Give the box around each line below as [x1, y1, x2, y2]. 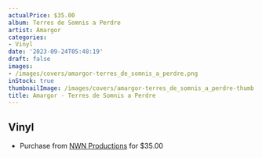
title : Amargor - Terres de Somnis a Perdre [8, 92, 156, 99]
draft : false [8, 56, 51, 63]
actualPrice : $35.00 [8, 11, 76, 20]
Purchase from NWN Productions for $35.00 [19, 142, 163, 151]
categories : [8, 33, 47, 41]
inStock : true [8, 77, 55, 84]
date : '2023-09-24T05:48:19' [8, 48, 104, 56]
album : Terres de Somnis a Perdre [8, 19, 122, 27]
